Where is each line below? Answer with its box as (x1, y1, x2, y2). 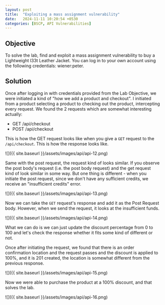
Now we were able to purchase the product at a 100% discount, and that (5, 279, 152, 285)
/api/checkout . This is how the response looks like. (5, 141, 109, 147)
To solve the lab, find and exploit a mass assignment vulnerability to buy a (5, 52, 155, 58)
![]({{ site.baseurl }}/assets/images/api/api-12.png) (5, 150, 108, 156)
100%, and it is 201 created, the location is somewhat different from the (5, 255, 150, 261)
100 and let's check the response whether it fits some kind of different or (5, 229, 153, 235)
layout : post (5, 7, 32, 12)
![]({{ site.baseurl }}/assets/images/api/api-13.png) (5, 191, 108, 196)
